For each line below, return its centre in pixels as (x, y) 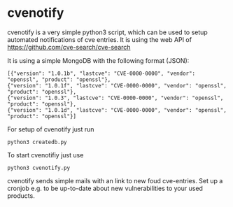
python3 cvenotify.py (39, 168)
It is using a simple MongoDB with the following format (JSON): (98, 60)
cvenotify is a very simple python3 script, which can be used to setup (107, 32)
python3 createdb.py (37, 142)
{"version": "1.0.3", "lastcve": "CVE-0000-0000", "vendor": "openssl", (115, 98)
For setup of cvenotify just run (51, 129)
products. (21, 195)
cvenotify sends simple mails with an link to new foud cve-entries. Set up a (115, 180)
